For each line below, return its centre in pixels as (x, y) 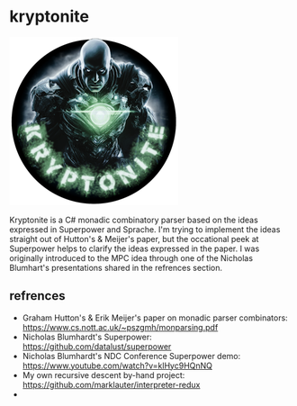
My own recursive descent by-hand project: (103, 374)
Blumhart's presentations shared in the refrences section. (116, 267)
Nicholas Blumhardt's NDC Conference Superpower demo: (131, 356)
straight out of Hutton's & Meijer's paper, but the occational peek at (134, 239)
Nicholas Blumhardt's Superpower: (87, 337)
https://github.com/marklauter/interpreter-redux (111, 384)
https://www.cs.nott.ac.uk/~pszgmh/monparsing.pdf (120, 327)
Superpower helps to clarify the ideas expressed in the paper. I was (135, 248)
